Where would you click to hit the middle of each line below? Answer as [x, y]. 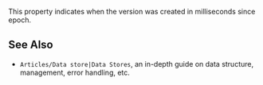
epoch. [20, 20]
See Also [31, 45]
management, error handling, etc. [75, 72]
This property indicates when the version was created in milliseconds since [132, 12]
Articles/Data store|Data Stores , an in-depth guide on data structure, [136, 64]
